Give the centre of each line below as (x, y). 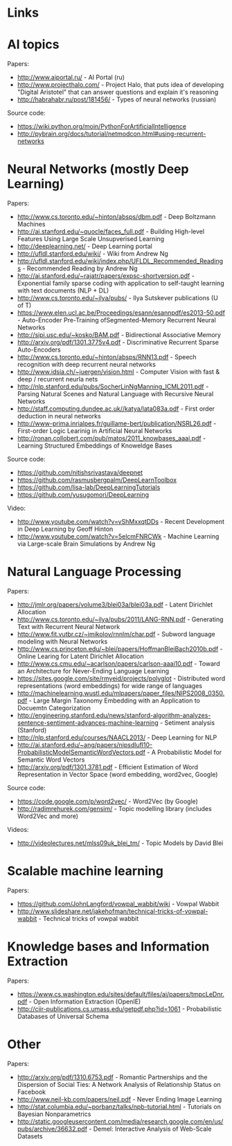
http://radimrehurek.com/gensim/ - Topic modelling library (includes (115, 809)
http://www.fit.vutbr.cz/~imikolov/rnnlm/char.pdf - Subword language (116, 634)
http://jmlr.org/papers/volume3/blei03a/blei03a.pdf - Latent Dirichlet (115, 605)
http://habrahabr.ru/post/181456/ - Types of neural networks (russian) (117, 99)
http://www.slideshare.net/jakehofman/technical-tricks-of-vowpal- (113, 911)
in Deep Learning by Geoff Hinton (65, 529)
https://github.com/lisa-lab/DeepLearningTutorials (89, 487)
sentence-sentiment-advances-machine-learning (88, 723)
